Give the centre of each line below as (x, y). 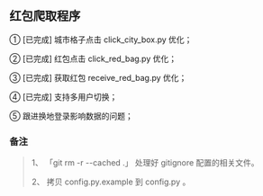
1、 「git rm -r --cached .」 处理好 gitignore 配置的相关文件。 (145, 163)
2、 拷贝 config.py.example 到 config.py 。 (111, 182)
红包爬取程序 (45, 16)
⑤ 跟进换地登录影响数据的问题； (71, 116)
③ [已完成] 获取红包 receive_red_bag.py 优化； (98, 77)
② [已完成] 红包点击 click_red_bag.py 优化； (93, 58)
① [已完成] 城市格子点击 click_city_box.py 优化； (101, 40)
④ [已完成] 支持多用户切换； (63, 96)
